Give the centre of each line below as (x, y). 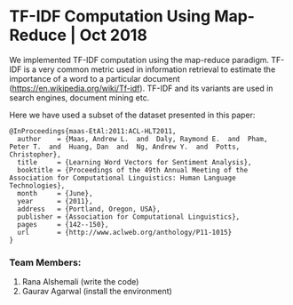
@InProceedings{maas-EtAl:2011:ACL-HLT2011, (93, 131)
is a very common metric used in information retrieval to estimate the (150, 69)
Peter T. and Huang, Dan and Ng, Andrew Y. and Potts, (125, 147)
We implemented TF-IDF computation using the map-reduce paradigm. (139, 60)
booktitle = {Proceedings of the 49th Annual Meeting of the (133, 170)
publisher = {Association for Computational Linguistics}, (129, 217)
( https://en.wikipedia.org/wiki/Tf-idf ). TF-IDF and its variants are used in (141, 88)
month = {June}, (55, 193)
